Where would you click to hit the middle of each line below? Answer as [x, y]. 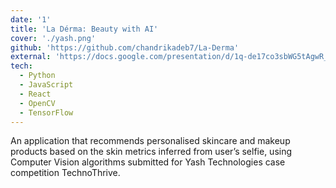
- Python [37, 76]
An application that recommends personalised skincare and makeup [150, 141]
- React [35, 94]
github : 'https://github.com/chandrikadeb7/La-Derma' [125, 47]
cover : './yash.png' [53, 38]
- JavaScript [46, 85]
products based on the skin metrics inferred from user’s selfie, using [151, 152]
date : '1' [31, 19]
